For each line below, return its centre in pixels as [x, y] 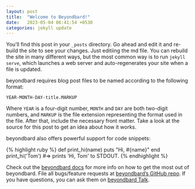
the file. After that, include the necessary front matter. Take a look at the [93, 121]
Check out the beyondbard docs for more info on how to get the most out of [97, 167]
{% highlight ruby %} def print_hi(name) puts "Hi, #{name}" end [83, 150]
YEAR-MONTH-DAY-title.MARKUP [42, 98]
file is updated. [24, 69]
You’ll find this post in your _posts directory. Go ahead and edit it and [89, 44]
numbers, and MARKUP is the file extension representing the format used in [94, 115]
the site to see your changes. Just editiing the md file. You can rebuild [104, 51]
